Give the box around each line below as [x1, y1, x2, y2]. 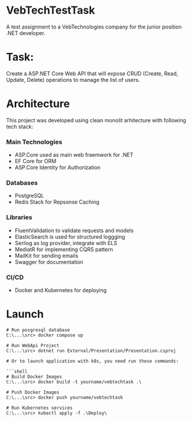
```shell [6, 369, 28, 375]
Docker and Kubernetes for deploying [14, 287, 107, 294]
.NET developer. [6, 29, 46, 36]
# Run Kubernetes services [6, 405, 73, 411]
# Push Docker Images [6, 389, 60, 395]
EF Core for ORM [14, 158, 56, 165]
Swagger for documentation [14, 258, 84, 265]
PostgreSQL [14, 192, 44, 199]
